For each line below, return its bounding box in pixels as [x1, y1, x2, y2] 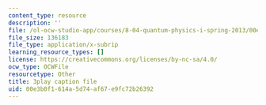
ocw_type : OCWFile [8, 63, 69, 71]
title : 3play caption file [8, 77, 97, 85]
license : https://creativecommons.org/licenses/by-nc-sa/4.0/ [8, 56, 218, 64]
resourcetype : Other [8, 70, 77, 78]
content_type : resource [8, 11, 87, 20]
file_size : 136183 [8, 33, 69, 42]
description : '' [8, 19, 62, 27]
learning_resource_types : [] [8, 48, 104, 56]
